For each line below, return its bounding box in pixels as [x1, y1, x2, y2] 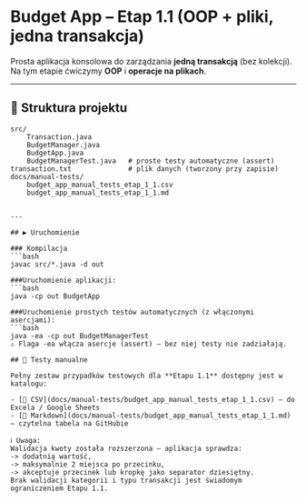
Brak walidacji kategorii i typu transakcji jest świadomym [10, 476, 243, 485]
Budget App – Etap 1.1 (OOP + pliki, [10, 6, 274, 27]
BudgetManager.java [26, 140, 101, 149]
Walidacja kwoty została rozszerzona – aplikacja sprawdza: [10, 444, 243, 453]
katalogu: [10, 379, 48, 388]
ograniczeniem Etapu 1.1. [10, 484, 108, 493]
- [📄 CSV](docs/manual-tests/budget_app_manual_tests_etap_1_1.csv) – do [10, 395, 296, 404]
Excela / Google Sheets [10, 403, 101, 412]
